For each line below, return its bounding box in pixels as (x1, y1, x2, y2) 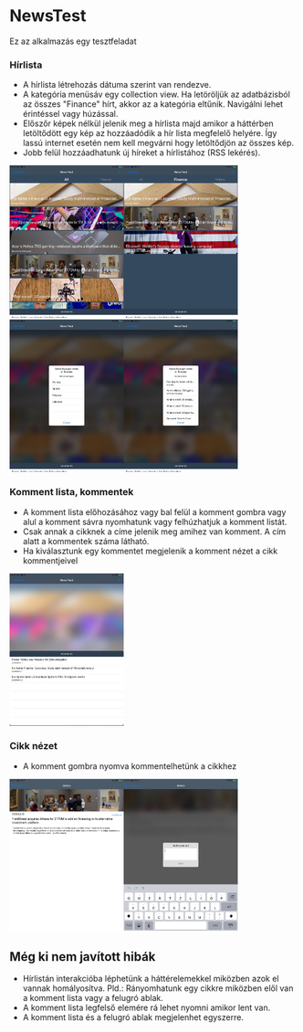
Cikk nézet (9, 740, 57, 753)
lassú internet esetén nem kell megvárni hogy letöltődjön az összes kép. (22, 138, 295, 149)
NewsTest (9, 5, 87, 26)
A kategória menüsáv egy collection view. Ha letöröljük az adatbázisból (22, 89, 290, 100)
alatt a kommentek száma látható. (22, 535, 150, 546)
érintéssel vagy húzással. (22, 109, 119, 120)
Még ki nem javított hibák (9, 949, 156, 964)
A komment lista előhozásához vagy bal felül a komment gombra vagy (22, 506, 287, 517)
